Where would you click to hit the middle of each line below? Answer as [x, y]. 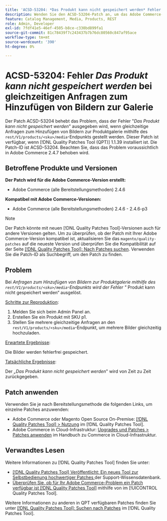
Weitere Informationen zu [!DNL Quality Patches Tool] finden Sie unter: [78, 462]
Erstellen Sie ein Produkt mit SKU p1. [50, 317]
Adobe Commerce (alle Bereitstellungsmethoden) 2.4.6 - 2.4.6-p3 [80, 209]
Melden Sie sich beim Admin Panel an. [51, 312]
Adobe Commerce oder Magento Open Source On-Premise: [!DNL [80, 419]
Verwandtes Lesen [35, 450]
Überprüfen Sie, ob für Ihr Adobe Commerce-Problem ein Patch [78, 482]
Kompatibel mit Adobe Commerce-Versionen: [53, 199]
